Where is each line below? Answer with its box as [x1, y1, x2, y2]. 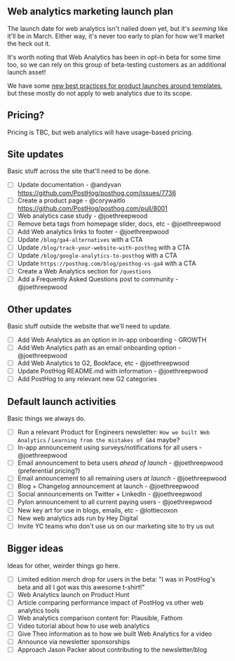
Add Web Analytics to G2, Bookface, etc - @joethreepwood [17, 359, 189, 368]
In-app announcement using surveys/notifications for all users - [17, 443, 202, 452]
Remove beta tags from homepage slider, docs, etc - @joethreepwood [17, 219, 221, 228]
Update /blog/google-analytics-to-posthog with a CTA [17, 251, 177, 259]
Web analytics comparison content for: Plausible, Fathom [17, 613, 183, 622]
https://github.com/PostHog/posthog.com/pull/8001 [17, 204, 168, 212]
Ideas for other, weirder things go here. [7, 561, 121, 570]
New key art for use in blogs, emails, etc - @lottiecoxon [17, 506, 178, 514]
